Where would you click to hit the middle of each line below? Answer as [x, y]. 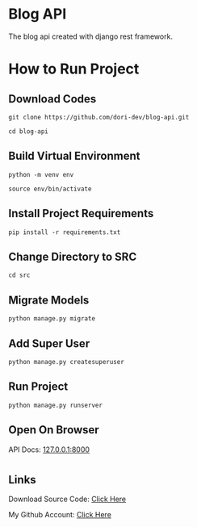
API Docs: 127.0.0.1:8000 [49, 450]
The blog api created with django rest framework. [91, 36]
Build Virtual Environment [74, 156]
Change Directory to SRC [73, 256]
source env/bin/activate [50, 189]
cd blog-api [28, 131]
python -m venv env [41, 174]
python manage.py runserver [56, 405]
